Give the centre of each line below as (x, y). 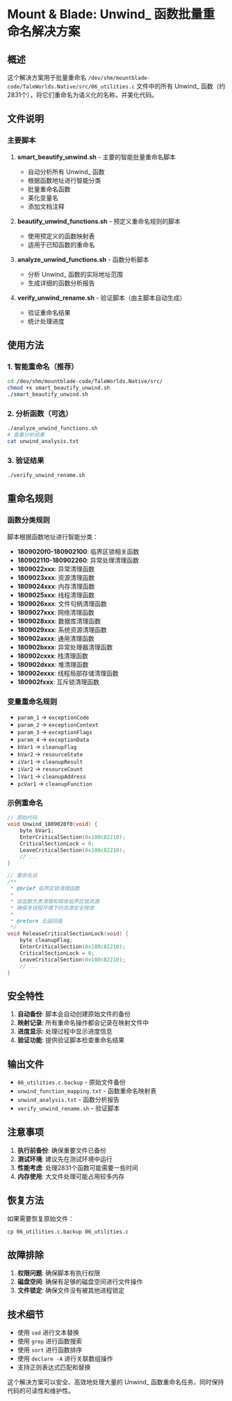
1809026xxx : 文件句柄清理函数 (62, 604)
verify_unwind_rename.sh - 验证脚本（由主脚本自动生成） (101, 298)
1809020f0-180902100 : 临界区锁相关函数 (78, 551)
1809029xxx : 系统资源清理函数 (62, 629)
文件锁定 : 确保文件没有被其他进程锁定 (71, 1290)
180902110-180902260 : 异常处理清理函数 (78, 560)
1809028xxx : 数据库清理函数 (59, 621)
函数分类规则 (29, 520)
